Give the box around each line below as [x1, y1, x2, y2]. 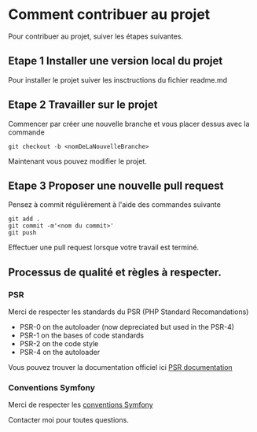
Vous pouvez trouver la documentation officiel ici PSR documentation [8, 363, 233, 372]
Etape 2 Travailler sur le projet [8, 98, 158, 112]
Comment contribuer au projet [8, 6, 211, 24]
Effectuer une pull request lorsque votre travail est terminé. [8, 242, 199, 253]
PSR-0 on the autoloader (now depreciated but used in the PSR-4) [19, 323, 234, 332]
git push [8, 229, 37, 237]
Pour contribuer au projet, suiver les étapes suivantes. [8, 31, 183, 41]
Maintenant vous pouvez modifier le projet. [8, 156, 147, 166]
